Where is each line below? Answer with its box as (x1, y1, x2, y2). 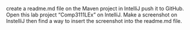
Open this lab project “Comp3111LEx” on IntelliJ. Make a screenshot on (6, 11, 178, 18)
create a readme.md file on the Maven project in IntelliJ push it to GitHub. (6, 5, 184, 12)
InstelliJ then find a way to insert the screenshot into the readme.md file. (6, 18, 182, 24)
